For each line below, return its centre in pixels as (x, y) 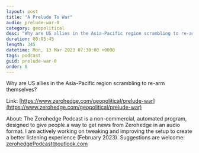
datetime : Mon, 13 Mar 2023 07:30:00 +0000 (61, 50)
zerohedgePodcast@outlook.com (47, 144)
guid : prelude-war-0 (32, 61)
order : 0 (17, 66)
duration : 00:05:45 (30, 39)
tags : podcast (24, 56)
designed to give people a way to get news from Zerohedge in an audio (93, 125)
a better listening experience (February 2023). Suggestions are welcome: (96, 138)
